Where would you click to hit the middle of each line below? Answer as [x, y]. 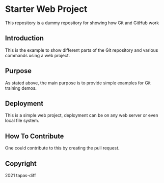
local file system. [22, 121]
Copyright [21, 164]
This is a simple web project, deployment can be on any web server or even [82, 115]
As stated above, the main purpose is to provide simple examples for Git [78, 83]
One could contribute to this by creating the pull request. [62, 148]
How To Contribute [35, 136]
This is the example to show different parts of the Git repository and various [82, 50]
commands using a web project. [38, 55]
